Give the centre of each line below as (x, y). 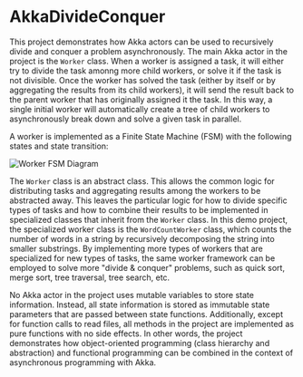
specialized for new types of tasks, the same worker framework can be (142, 258)
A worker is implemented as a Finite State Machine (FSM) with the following (151, 136)
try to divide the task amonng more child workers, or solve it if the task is (146, 71)
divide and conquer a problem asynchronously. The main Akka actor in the (149, 51)
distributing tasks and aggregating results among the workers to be (135, 190)
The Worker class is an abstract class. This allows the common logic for (142, 181)
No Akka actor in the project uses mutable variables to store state (132, 295)
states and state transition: (59, 146)
